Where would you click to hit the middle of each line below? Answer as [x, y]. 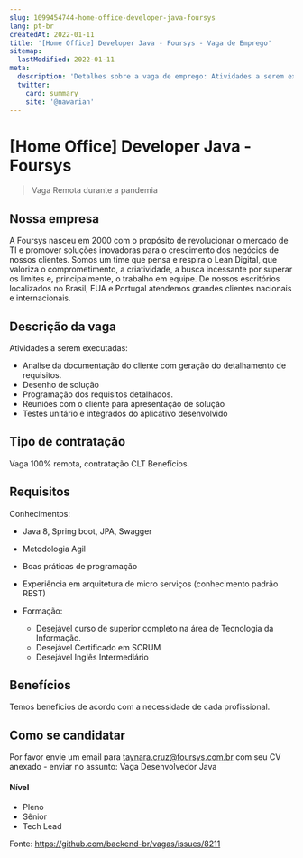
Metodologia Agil [54, 549]
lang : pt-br [32, 26]
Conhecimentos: [40, 513]
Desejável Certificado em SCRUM [98, 647]
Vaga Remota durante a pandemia [94, 190]
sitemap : [26, 51]
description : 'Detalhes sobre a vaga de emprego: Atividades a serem [151, 77]
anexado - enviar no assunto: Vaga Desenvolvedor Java [113, 767]
